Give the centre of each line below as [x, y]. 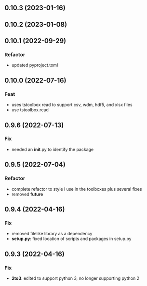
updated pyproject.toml [35, 65]
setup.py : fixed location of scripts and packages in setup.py [71, 239]
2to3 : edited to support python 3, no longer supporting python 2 [75, 278]
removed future [27, 194]
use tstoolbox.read [30, 110]
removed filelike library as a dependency [52, 234]
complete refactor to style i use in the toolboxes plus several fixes [77, 189]
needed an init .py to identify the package [53, 149]
